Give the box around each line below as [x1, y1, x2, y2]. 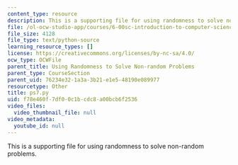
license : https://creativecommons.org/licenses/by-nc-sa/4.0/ [7, 50, 195, 57]
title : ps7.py [7, 89, 50, 96]
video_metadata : [7, 115, 55, 123]
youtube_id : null [13, 122, 65, 130]
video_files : [7, 103, 46, 110]
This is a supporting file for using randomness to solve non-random [7, 142, 204, 150]
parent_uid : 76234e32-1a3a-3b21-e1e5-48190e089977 [7, 76, 160, 84]
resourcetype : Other [7, 83, 69, 90]
